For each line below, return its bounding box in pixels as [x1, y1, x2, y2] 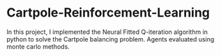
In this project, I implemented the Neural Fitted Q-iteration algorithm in [6, 28, 208, 36]
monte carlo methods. [6, 42, 70, 50]
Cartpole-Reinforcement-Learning [6, 5, 211, 21]
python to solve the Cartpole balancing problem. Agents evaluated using [6, 35, 215, 43]
